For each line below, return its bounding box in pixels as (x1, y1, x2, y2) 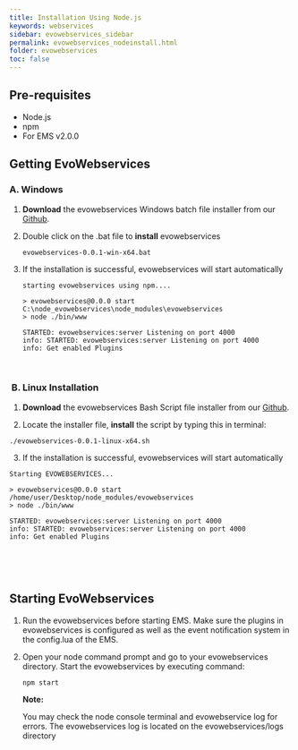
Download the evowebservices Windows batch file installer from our (21, 203, 276, 215)
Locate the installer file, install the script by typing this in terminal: (21, 419, 267, 430)
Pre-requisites (9, 88, 91, 103)
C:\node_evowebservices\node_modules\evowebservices (21, 304, 224, 313)
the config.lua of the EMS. (21, 634, 119, 644)
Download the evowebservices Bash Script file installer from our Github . (21, 402, 290, 413)
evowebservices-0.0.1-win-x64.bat (21, 248, 151, 257)
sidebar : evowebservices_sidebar (9, 30, 134, 38)
